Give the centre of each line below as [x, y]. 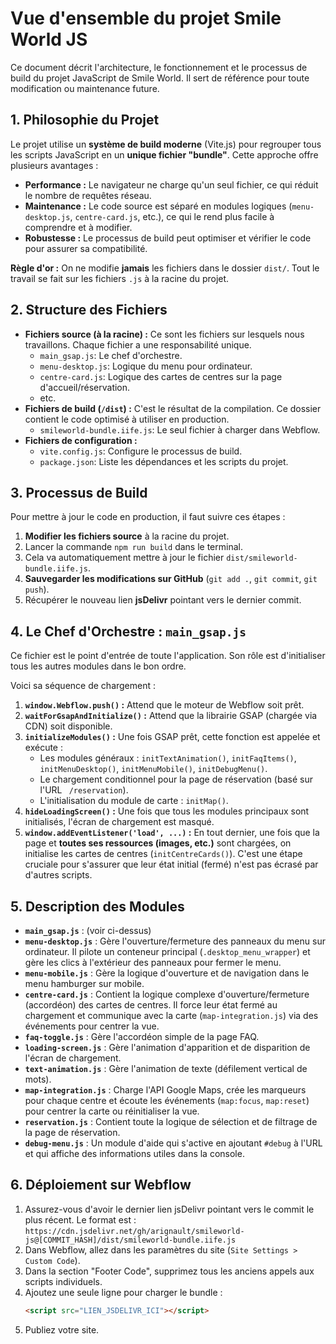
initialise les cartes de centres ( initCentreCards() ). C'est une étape [163, 854]
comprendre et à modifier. [78, 227]
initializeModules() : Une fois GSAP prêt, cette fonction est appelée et [172, 737]
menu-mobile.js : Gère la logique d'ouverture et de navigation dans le [167, 973]
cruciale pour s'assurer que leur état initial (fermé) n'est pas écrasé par [171, 864]
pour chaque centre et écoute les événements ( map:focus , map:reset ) [167, 1100]
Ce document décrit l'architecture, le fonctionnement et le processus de [159, 67]
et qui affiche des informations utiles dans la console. [134, 1153]
